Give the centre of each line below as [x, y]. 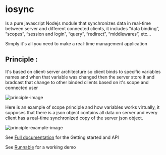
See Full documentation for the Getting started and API [62, 137]
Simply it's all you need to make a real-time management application [76, 43]
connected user [22, 88]
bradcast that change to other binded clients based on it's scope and [77, 82]
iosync [20, 9]
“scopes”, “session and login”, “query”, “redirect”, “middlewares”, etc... [78, 34]
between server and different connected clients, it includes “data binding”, [82, 28]
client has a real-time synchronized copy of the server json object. [74, 118]
